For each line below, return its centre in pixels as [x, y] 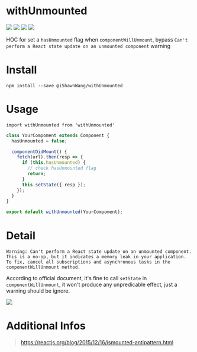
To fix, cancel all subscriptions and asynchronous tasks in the [88, 262]
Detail [21, 236]
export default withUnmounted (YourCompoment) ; [64, 212]
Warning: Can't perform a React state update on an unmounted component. [99, 252]
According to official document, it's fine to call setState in [77, 278]
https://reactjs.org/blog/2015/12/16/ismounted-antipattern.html [97, 343]
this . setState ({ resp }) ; [54, 185]
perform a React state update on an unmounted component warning [88, 46]
